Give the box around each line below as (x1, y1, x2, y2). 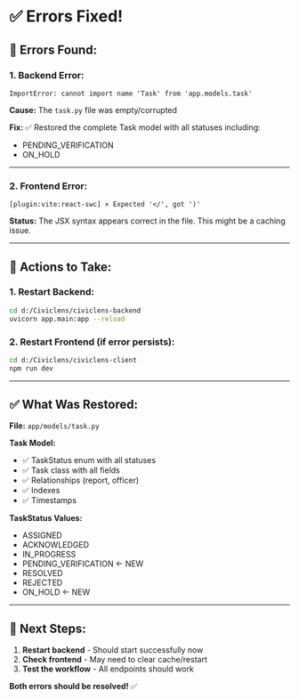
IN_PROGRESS (21, 549, 77, 560)
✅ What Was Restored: (9, 397, 138, 412)
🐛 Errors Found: (9, 42, 98, 57)
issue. (9, 225, 31, 236)
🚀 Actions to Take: (9, 259, 112, 274)
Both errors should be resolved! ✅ (9, 681, 138, 692)
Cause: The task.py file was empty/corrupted (9, 104, 178, 115)
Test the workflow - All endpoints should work (21, 663, 194, 674)
